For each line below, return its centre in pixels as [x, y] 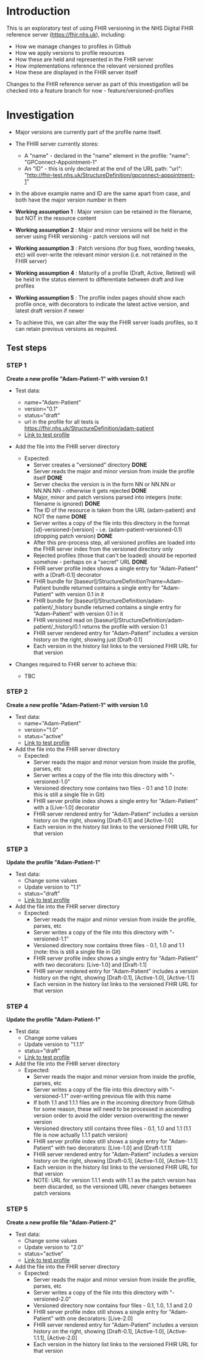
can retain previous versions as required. [66, 329]
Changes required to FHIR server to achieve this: [76, 664]
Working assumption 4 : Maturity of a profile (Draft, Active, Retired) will [105, 273]
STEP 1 [16, 365]
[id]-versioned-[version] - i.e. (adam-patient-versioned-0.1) [108, 529]
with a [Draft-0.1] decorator [67, 574]
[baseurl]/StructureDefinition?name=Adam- [129, 581]
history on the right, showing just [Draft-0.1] [88, 639]
